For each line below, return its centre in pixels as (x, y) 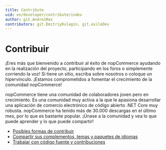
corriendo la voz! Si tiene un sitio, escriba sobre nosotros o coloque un (79, 74)
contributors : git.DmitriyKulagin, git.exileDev (57, 24)
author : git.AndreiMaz (29, 19)
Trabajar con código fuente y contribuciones (59, 142)
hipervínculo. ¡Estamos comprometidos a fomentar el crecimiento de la (79, 80)
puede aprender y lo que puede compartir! (49, 122)
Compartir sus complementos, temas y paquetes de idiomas (75, 137)
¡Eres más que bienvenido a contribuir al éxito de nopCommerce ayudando (83, 63)
